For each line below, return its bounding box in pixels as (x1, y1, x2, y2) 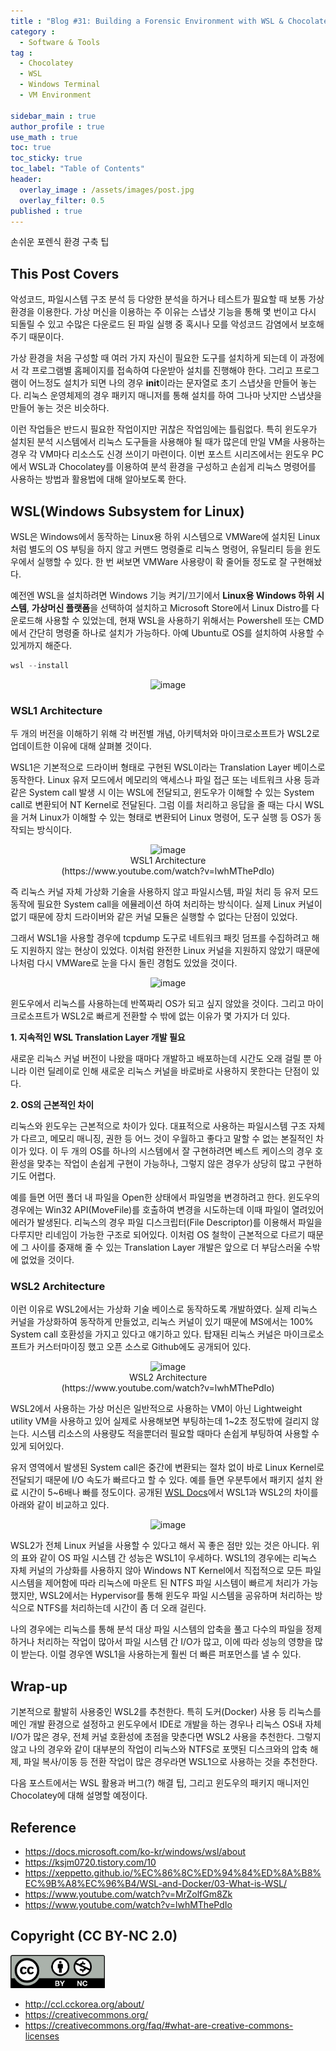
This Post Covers (10, 265, 120, 282)
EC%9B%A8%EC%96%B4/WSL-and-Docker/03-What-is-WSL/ (24, 1878, 288, 1890)
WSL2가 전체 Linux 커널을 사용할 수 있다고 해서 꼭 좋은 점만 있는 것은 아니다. (10, 1540, 310, 1552)
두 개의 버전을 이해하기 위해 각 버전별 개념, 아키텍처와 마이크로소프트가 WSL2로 (10, 728, 320, 740)
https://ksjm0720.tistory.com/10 (24, 1856, 157, 1869)
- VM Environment (19, 90, 92, 100)
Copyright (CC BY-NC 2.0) (10, 1928, 178, 1945)
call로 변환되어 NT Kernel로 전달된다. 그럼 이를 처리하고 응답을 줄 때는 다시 (10, 799, 303, 811)
